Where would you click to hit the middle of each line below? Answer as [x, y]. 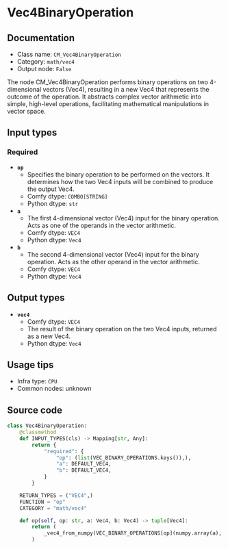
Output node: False [44, 69]
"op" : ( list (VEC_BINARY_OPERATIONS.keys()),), [124, 458]
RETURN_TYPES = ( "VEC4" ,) [56, 495]
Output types [36, 298]
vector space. [26, 111]
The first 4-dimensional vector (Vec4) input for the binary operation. [124, 218]
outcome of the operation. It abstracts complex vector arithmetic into [104, 97]
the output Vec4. [51, 189]
